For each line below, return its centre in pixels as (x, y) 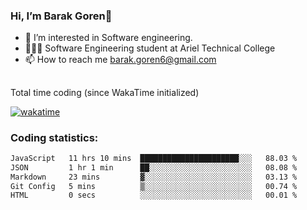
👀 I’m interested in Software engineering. (108, 38)
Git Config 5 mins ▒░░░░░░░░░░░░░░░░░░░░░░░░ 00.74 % (154, 186)
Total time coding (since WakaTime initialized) (105, 92)
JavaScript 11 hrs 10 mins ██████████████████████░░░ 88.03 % (154, 158)
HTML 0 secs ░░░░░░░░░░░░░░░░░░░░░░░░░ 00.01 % (154, 195)
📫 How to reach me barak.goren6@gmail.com (120, 60)
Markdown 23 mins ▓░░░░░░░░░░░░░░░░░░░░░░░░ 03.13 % (154, 177)
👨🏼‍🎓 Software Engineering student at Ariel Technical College (150, 48)
